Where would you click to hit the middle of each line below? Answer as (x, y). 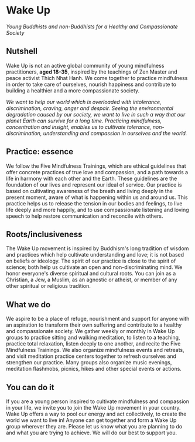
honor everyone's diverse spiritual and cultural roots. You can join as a (91, 274)
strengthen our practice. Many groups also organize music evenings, (89, 363)
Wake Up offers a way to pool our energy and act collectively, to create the (96, 414)
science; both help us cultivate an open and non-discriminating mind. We (94, 267)
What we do (28, 305)
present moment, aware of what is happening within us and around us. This (97, 197)
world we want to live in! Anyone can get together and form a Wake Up (91, 420)
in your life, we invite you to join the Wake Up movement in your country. (93, 408)
